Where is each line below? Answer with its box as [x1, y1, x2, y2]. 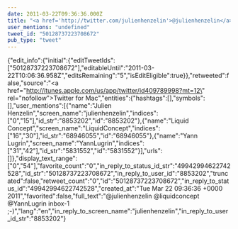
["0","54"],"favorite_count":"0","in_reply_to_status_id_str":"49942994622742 [7, 162, 231, 170]
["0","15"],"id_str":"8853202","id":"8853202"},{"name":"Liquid [7, 116, 189, 125]
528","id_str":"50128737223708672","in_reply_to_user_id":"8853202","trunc [7, 169, 229, 178]
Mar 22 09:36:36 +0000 [152, 184, 223, 193]
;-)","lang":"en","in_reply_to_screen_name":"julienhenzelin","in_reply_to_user [7, 207, 229, 216]
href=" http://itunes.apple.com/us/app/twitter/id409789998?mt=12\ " [7, 86, 205, 95]
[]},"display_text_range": [7, 154, 78, 163]
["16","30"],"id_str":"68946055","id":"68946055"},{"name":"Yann [7, 132, 198, 140]
